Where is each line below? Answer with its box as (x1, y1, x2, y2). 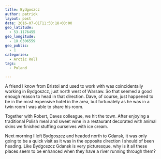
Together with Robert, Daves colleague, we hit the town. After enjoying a (5, 113, 149, 119)
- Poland (9, 66, 27, 71)
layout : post (5, 16, 31, 21)
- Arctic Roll (9, 57, 38, 62)
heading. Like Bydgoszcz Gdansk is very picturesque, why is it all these (5, 143, 147, 149)
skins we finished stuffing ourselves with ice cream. (5, 124, 108, 129)
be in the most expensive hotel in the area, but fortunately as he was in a (5, 99, 150, 104)
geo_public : (5, 43, 29, 48)
